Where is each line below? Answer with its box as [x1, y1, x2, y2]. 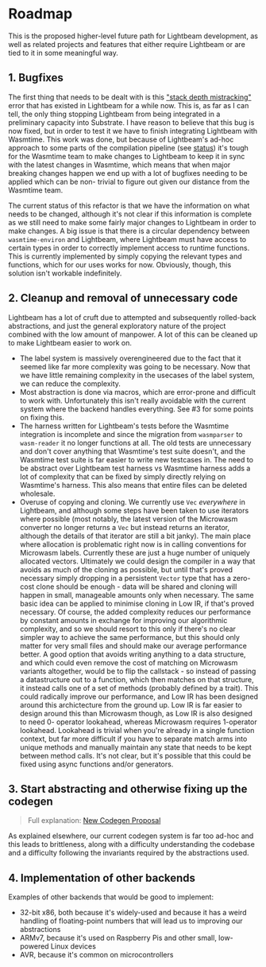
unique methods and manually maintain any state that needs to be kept [19, 742, 253, 752]
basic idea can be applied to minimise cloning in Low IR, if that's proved [19, 599, 255, 608]
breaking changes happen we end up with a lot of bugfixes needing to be [8, 168, 248, 177]
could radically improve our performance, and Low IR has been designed [19, 692, 258, 701]
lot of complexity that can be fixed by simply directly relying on [19, 471, 226, 482]
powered [19, 942, 49, 951]
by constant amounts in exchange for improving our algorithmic [19, 615, 228, 625]
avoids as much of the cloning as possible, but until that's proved [19, 564, 233, 574]
